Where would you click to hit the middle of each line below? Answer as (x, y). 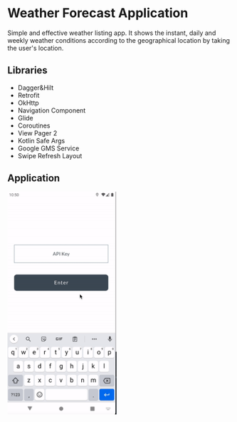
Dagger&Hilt (36, 88)
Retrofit (28, 95)
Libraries (27, 70)
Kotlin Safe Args (41, 140)
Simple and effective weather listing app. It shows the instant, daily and (112, 33)
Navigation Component (52, 110)
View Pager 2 (37, 133)
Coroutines (34, 125)
